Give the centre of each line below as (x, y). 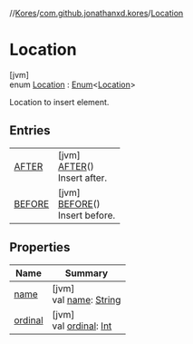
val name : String (87, 300)
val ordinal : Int (82, 326)
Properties (40, 247)
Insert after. (82, 178)
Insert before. (87, 215)
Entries (30, 131)
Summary (87, 273)
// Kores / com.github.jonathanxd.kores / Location (96, 13)
